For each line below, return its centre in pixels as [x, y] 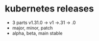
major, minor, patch [32, 27]
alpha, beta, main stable [37, 33]
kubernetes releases [49, 9]
